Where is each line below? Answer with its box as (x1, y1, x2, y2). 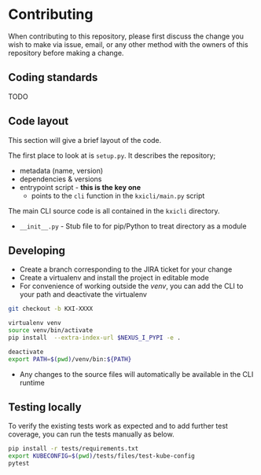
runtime (19, 378, 46, 387)
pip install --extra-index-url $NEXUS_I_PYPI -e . (8, 334, 181, 342)
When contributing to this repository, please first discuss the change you (8, 31, 244, 41)
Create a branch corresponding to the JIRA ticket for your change (19, 265, 233, 274)
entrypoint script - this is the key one (19, 182, 142, 192)
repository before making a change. (8, 48, 124, 57)
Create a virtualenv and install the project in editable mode (19, 273, 210, 283)
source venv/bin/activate (8, 327, 93, 334)
